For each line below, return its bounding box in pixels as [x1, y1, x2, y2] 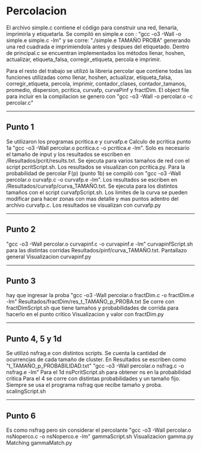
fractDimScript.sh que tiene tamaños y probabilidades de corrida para [6, 304, 179, 311]
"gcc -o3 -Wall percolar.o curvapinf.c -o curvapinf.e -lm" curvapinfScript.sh [6, 240, 193, 248]
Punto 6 [6, 411, 36, 421]
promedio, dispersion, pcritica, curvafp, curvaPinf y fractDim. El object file [6, 86, 190, 93]
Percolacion [6, 4, 67, 18]
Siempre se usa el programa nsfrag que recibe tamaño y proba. [6, 381, 163, 389]
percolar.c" [6, 99, 34, 106]
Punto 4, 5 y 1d [6, 334, 62, 344]
